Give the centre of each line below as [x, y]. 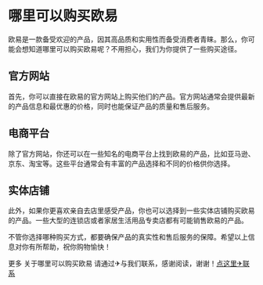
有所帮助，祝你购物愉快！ [70, 247]
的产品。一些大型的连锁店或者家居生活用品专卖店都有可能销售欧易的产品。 [128, 221]
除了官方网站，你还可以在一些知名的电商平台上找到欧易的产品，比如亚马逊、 [131, 153]
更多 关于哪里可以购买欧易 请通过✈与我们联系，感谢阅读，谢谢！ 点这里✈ [126, 264]
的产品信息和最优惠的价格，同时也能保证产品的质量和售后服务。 [111, 106]
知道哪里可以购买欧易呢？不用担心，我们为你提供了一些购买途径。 [135, 49]
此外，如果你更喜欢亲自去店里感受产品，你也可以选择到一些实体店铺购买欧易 [131, 211]
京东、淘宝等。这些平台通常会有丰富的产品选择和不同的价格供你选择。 [121, 163]
